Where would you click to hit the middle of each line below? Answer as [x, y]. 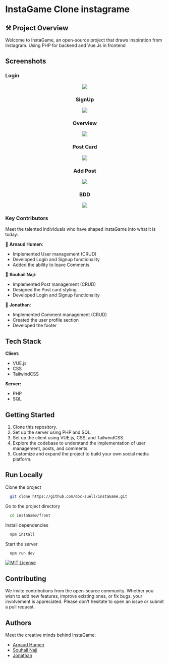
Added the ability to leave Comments [51, 265]
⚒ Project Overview [37, 28]
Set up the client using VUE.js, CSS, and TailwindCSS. [68, 438]
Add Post [85, 171]
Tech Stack [23, 341]
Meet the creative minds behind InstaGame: [51, 635]
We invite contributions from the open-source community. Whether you [79, 591]
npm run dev [22, 553]
